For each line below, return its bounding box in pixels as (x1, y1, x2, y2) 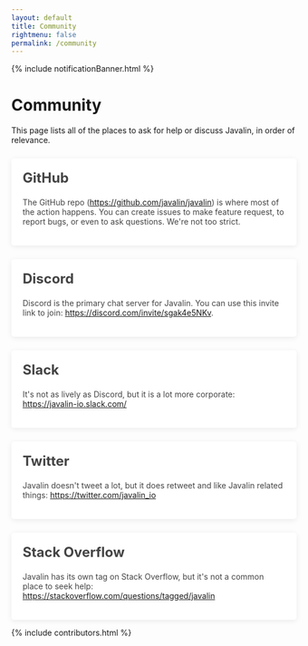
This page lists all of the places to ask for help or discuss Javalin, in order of (11, 125, 295, 136)
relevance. (11, 135, 51, 146)
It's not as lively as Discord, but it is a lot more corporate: (23, 389, 236, 400)
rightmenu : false (11, 30, 77, 39)
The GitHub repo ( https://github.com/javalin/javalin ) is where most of (23, 197, 280, 208)
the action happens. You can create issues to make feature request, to (23, 207, 284, 217)
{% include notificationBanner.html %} (11, 63, 154, 74)
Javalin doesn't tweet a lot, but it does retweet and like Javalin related (23, 479, 284, 490)
